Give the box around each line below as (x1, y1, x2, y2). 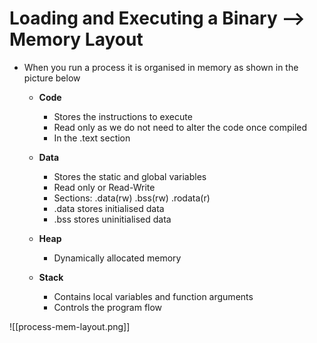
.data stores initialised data (53, 202, 165, 214)
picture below (23, 72, 81, 84)
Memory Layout (9, 28, 144, 51)
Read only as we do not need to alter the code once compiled (53, 121, 308, 133)
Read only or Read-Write (53, 181, 156, 193)
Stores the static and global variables (53, 170, 207, 182)
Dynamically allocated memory (53, 252, 182, 264)
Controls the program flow (53, 301, 163, 313)
